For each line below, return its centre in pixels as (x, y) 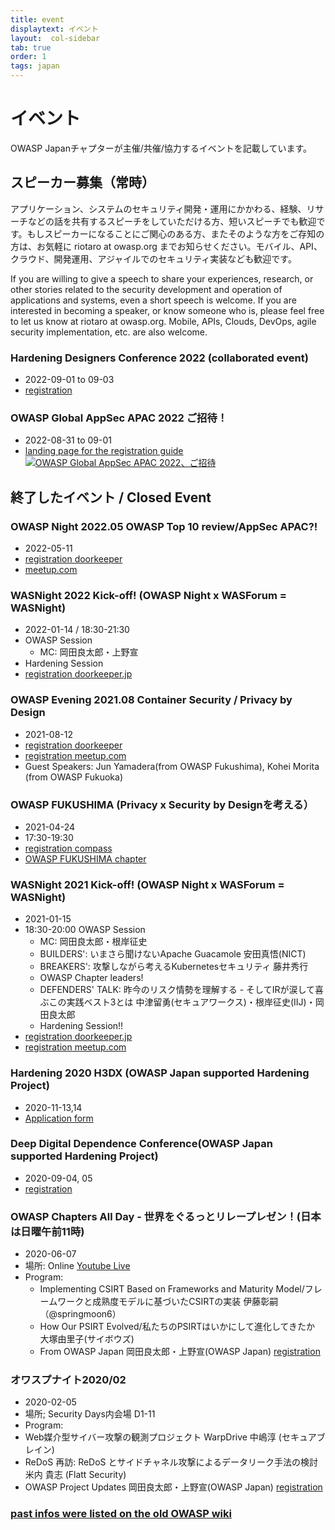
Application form (59, 1118)
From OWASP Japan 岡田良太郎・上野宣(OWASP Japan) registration (180, 1352)
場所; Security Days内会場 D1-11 (90, 1414)
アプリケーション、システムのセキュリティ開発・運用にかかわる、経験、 (158, 208)
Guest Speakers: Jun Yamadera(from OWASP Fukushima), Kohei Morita (172, 766)
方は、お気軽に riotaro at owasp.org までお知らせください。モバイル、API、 (166, 246)
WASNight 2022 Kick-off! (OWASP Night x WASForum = (148, 595)
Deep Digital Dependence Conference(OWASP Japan (141, 1144)
